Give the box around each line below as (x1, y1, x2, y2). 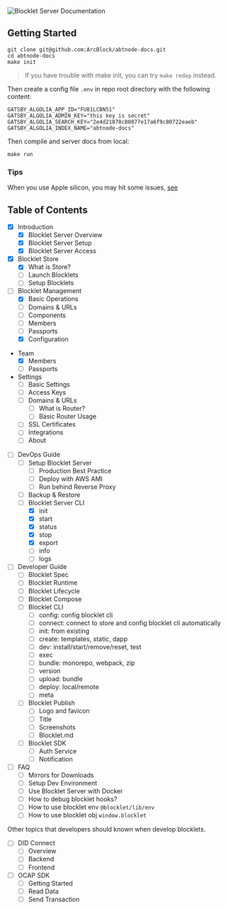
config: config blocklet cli (38, 610, 113, 619)
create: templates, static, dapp (38, 634, 128, 643)
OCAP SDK (17, 871, 50, 879)
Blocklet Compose (28, 595, 82, 603)
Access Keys (28, 388, 67, 397)
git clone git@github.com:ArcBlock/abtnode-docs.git (7, 46, 166, 53)
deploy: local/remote (38, 683, 99, 691)
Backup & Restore (28, 490, 81, 499)
